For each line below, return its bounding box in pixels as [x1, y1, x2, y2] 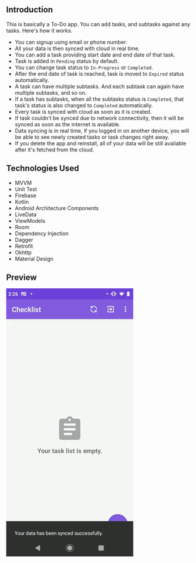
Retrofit [14, 242, 33, 250]
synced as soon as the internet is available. [14, 120, 121, 127]
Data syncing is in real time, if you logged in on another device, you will [14, 127, 189, 134]
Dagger [14, 236, 34, 243]
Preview [6, 272, 37, 282]
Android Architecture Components [14, 204, 99, 211]
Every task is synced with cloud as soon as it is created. [14, 108, 152, 115]
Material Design [14, 255, 53, 262]
